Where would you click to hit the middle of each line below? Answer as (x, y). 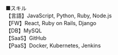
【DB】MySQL (24, 30)
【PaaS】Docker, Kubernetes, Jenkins (53, 45)
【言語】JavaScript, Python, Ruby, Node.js (59, 16)
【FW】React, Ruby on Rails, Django (51, 23)
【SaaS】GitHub (26, 38)
